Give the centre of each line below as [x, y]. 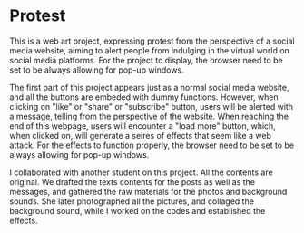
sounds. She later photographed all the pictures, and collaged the [132, 201]
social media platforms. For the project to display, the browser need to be [146, 60]
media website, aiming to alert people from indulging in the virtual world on [150, 50]
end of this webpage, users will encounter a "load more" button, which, [143, 126]
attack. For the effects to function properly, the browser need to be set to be [152, 145]
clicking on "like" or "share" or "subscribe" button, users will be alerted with [151, 106]
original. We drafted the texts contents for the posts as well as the [132, 181]
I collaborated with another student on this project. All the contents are [142, 172]
